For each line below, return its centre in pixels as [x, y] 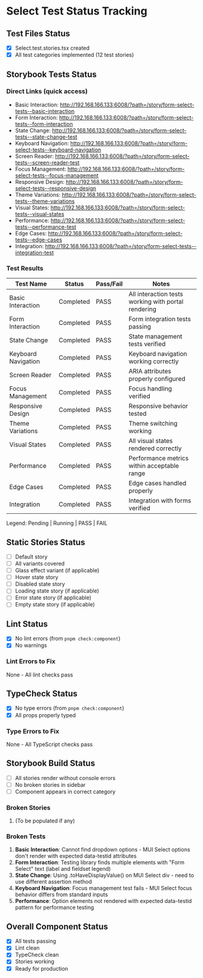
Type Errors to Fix [33, 731]
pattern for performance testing [54, 907]
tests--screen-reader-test [47, 162]
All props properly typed [45, 715]
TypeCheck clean [37, 955]
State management [155, 336]
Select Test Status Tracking [77, 11]
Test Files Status [38, 34]
